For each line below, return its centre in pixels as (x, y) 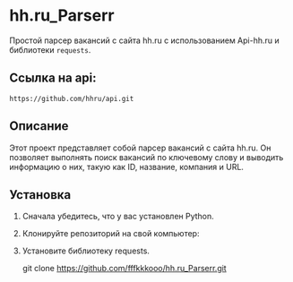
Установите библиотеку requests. (86, 251)
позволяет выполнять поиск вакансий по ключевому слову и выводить (146, 157)
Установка (40, 195)
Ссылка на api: (53, 78)
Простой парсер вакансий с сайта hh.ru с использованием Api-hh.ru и (144, 40)
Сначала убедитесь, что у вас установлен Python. (118, 217)
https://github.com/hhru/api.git (72, 98)
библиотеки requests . (50, 49)
